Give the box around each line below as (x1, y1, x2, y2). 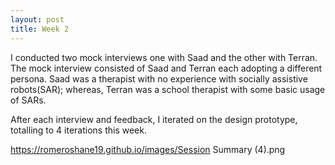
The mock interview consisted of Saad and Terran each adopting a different (10, 62, 323, 74)
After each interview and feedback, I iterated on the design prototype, (10, 113, 298, 125)
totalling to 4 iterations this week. (10, 124, 147, 136)
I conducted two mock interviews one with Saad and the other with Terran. (10, 51, 318, 63)
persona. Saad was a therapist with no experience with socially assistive (10, 72, 308, 85)
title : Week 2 (10, 24, 70, 34)
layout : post (10, 14, 65, 25)
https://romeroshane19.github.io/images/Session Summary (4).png (10, 143, 286, 155)
